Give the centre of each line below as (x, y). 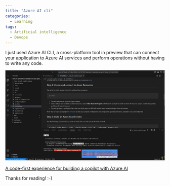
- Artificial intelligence (38, 32)
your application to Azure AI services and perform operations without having (85, 58)
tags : (11, 27)
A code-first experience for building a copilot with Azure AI (67, 168)
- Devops (19, 38)
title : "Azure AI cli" (29, 11)
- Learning (21, 21)
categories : (18, 16)
